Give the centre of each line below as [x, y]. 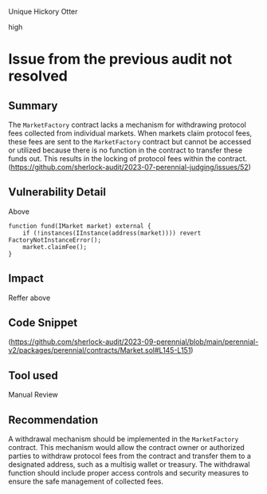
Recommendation [53, 419]
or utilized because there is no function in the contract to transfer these [126, 150]
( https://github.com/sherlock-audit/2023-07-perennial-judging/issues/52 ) [130, 167]
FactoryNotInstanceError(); [55, 240]
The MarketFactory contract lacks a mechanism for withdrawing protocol [128, 124]
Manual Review [33, 395]
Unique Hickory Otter [43, 12]
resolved [38, 76]
